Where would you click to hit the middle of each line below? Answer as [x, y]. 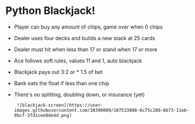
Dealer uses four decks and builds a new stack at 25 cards [84, 38]
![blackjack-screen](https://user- [60, 105]
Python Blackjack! [51, 11]
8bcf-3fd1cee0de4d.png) [43, 115]
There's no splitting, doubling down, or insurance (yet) [79, 94]
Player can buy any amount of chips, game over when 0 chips [88, 27]
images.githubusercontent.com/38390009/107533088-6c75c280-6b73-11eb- [102, 110]
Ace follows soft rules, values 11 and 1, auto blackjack [78, 61]
